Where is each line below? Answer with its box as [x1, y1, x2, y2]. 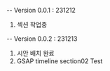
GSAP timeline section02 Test [16, 57, 103, 65]
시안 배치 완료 [16, 49, 55, 57]
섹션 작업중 [16, 20, 48, 29]
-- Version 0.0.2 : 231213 [6, 34, 78, 43]
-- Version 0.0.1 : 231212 [6, 6, 76, 14]
